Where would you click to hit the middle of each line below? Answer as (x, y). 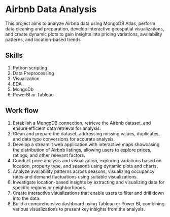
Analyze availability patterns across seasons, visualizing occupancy (83, 171)
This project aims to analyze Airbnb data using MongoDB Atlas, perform (80, 23)
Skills (14, 56)
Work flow (22, 111)
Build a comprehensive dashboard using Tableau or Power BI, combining (89, 203)
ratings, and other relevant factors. (49, 155)
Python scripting (30, 67)
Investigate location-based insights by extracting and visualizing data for (89, 182)
